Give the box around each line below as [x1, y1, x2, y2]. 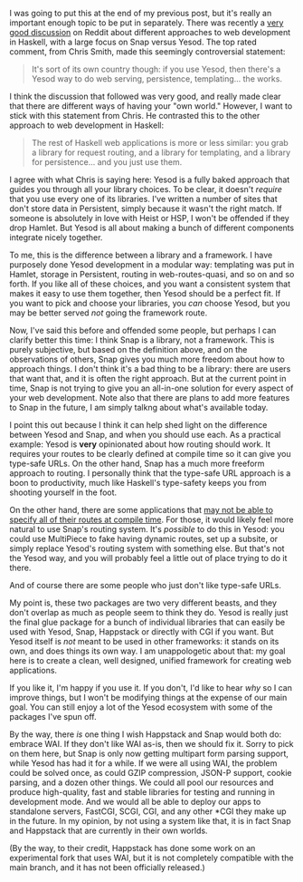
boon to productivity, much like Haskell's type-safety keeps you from [9, 478, 267, 488]
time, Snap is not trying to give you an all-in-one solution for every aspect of [9, 383, 294, 393]
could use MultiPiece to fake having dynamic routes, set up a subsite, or [9, 534, 279, 544]
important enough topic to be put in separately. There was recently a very [9, 17, 284, 28]
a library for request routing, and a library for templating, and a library [31, 147, 291, 158]
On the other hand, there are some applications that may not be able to [9, 505, 274, 515]
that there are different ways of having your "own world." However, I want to [9, 101, 293, 111]
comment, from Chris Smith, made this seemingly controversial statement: [9, 46, 286, 57]
